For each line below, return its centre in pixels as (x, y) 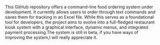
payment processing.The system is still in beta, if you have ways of (72, 32)
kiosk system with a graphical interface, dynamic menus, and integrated (77, 27)
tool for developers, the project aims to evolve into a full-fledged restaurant (80, 22)
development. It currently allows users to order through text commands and (80, 12)
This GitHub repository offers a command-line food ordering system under (79, 7)
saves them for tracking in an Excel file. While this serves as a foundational (79, 17)
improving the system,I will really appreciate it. (51, 37)
